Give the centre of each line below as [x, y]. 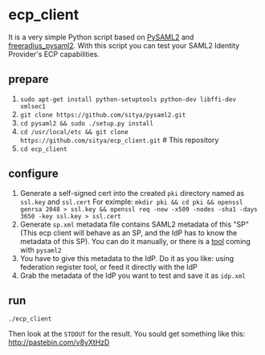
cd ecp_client [43, 149]
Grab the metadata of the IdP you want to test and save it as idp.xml [133, 275]
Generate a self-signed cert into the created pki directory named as [132, 193]
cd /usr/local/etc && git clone [74, 132]
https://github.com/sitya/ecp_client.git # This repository [119, 140]
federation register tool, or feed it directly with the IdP [109, 267]
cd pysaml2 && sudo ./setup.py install [87, 123]
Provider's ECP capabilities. [54, 54]
